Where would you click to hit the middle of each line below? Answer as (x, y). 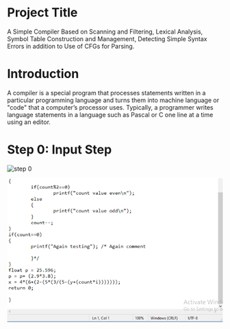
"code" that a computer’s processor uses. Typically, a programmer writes (110, 107)
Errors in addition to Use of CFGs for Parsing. (71, 46)
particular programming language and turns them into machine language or (113, 100)
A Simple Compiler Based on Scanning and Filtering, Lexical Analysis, (105, 32)
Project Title (42, 13)
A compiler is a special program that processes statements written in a (106, 93)
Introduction (43, 74)
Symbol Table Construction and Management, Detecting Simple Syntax (107, 38)
